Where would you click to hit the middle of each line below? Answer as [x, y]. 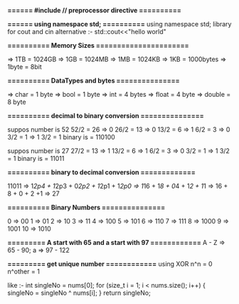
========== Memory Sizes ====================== [98, 45]
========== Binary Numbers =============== [86, 207]
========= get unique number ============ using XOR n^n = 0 [110, 264]
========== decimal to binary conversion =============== [106, 116]
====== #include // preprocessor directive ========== [94, 10]
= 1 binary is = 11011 [36, 158]
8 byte [17, 102]
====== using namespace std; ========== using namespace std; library [119, 24]
